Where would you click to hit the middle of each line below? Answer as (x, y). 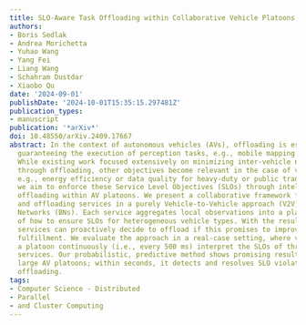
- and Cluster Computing (56, 306)
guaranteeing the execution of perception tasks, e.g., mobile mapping (157, 153)
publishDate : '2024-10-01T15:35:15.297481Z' (95, 102)
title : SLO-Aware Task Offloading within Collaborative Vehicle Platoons (153, 18)
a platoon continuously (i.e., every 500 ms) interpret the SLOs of (150, 247)
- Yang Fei (30, 60)
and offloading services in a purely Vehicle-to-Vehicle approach (146, 204)
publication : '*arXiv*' (55, 128)
